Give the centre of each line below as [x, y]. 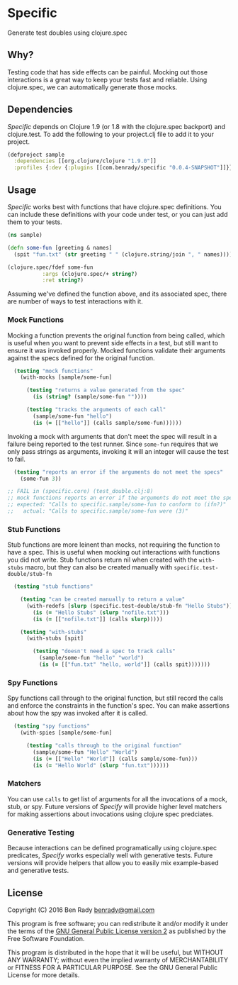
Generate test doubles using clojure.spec [67, 33]
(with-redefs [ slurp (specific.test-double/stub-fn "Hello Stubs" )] [129, 606]
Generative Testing [41, 833]
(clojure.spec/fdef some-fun [50, 267]
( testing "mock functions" [53, 371]
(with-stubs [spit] [55, 639]
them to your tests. [35, 222]
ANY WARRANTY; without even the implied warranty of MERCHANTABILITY [118, 959]
